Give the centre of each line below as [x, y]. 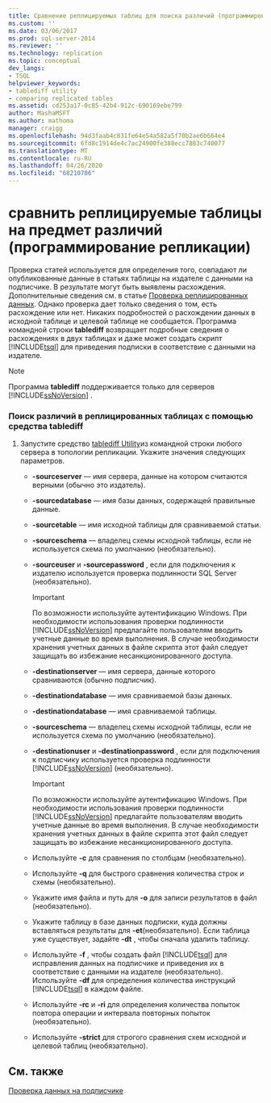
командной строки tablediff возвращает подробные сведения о [119, 329]
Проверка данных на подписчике [66, 1091]
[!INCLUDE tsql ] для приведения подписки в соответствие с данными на [132, 347]
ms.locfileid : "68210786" [52, 173]
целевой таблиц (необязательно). [90, 1046]
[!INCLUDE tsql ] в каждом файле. [88, 989]
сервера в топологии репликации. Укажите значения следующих [133, 452]
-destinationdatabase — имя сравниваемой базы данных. [132, 696]
